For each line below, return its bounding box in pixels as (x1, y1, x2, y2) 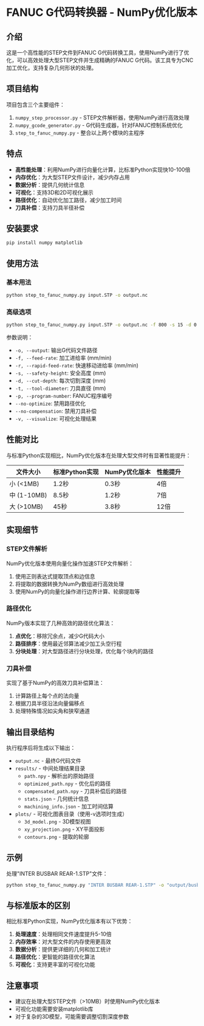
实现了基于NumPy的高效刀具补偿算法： (6, 679, 104, 687)
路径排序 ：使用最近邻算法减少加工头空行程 (15, 640, 122, 647)
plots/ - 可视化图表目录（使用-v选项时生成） (15, 810, 128, 817)
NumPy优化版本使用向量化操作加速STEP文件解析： (6, 560, 134, 567)
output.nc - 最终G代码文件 (15, 757, 81, 764)
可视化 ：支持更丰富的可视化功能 (15, 961, 95, 968)
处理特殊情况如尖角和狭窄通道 (15, 707, 90, 715)
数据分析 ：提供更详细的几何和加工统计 (15, 946, 111, 953)
